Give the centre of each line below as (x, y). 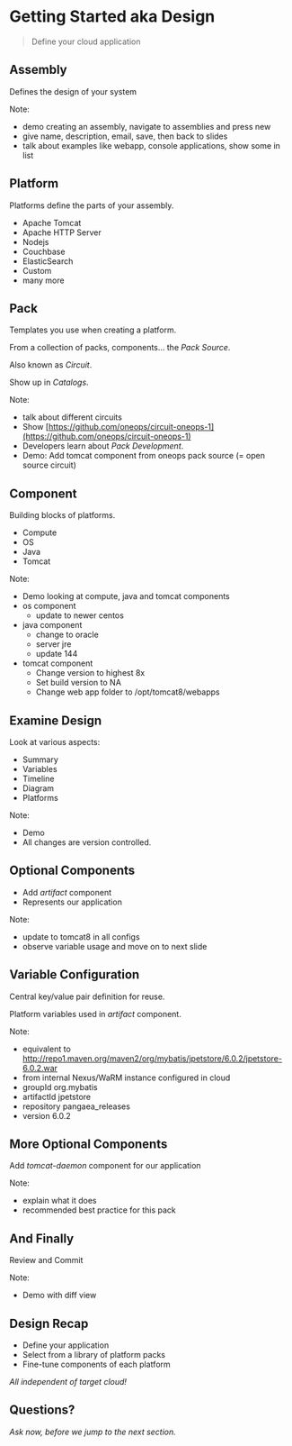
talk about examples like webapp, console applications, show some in (151, 145)
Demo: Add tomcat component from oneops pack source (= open (143, 456)
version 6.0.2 (47, 1115)
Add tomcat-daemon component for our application (105, 1166)
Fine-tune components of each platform (96, 1364)
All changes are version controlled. (87, 842)
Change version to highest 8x (90, 673)
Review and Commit (46, 1260)
